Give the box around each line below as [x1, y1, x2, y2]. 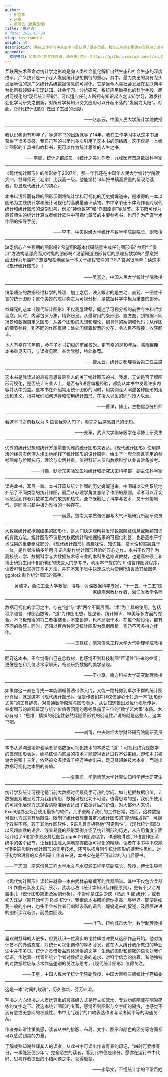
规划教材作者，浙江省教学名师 [101, 589, 163, 595]
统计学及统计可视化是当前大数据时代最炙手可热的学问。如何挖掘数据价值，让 [5, 789, 163, 795]
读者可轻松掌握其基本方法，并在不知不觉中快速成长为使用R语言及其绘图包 [5, 566, 157, 572]
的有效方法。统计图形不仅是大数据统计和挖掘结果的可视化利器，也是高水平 [5, 534, 158, 541]
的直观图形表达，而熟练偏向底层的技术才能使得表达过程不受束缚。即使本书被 [5, 751, 163, 757]
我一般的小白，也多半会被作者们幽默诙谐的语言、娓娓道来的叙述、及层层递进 [5, 903, 163, 909]
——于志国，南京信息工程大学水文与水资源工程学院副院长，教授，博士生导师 [5, 863, 163, 869]
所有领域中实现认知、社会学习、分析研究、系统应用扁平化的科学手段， [13, 87, 158, 93]
